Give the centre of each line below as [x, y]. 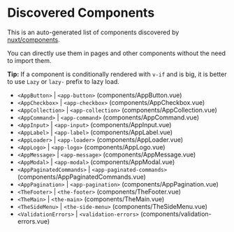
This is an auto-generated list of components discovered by [93, 32]
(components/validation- [176, 214]
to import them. [29, 60]
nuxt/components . [34, 39]
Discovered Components [81, 13]
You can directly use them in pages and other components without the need [116, 53]
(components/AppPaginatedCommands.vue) [82, 177]
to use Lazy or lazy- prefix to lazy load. [64, 81]
